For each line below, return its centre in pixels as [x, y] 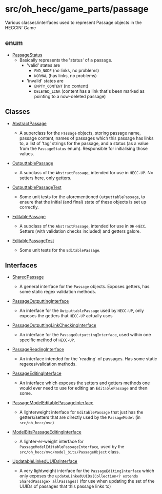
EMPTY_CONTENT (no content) [61, 86]
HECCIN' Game [20, 27]
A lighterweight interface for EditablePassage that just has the [81, 412]
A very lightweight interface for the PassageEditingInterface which [87, 471]
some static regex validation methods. [58, 292]
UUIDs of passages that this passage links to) [65, 486]
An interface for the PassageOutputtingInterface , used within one [85, 335]
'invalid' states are [45, 81]
